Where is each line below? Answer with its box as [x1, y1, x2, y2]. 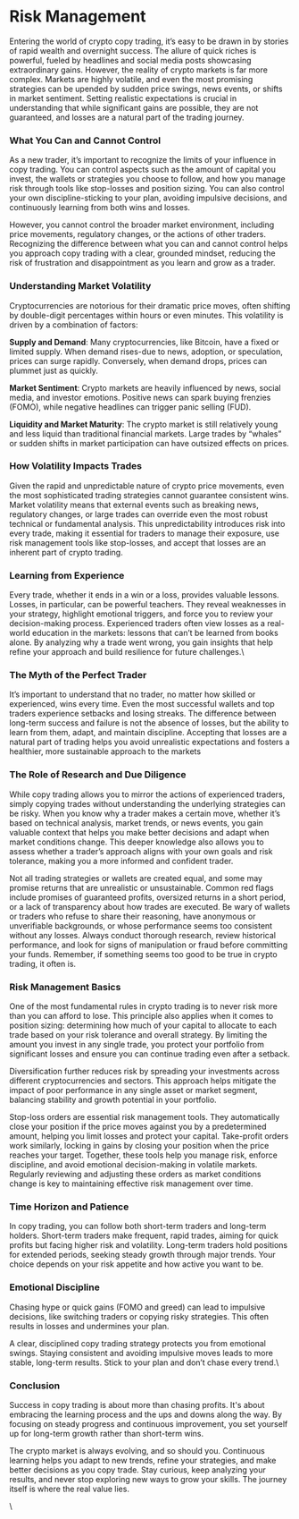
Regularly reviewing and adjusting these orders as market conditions [9, 1169, 262, 1180]
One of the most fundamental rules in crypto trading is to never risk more [9, 1001, 278, 1012]
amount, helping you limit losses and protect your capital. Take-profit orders [9, 1131, 289, 1141]
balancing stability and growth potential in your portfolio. [9, 1094, 217, 1106]
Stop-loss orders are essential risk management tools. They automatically [9, 1112, 280, 1123]
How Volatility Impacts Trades [9, 460, 143, 472]
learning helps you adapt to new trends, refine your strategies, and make [9, 1455, 277, 1465]
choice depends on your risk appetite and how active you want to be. [9, 1259, 264, 1269]
